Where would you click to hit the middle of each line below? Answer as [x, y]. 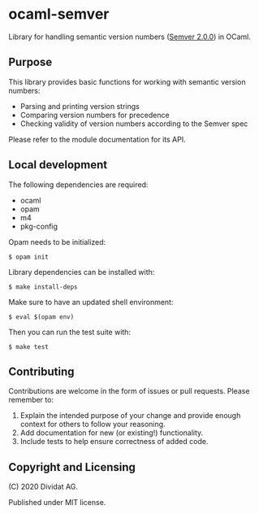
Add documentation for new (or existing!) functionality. [112, 433]
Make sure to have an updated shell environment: [91, 302]
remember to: [31, 400]
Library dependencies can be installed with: [82, 272]
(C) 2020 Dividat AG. [43, 487]
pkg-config [39, 226]
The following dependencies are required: [78, 185]
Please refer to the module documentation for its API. [97, 139]
